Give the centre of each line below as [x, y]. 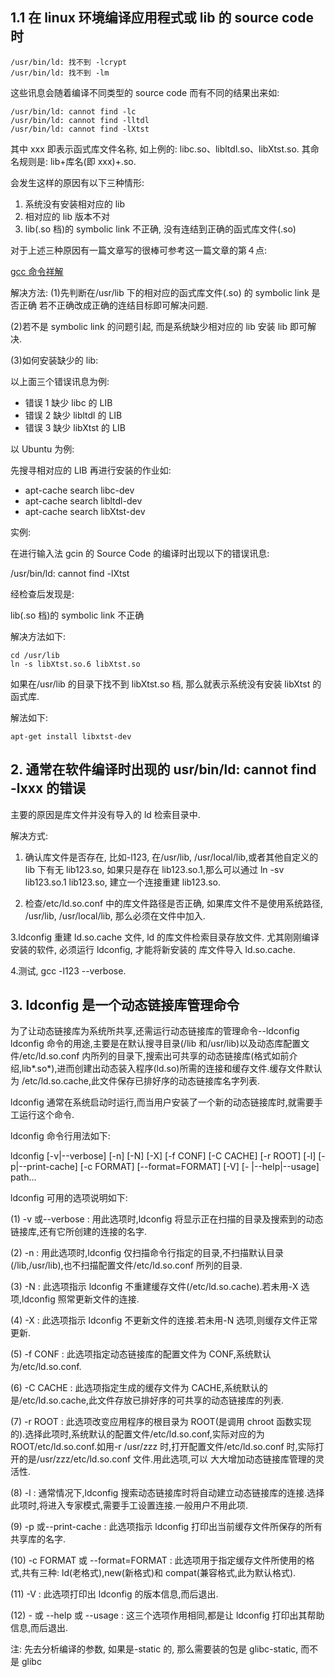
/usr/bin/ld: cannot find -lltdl [80, 120]
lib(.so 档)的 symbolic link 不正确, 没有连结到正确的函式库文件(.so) [160, 229]
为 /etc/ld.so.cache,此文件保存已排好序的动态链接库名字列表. [135, 1081]
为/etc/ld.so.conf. [46, 1367]
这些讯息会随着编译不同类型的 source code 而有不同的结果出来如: [145, 92]
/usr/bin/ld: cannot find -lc [73, 111]
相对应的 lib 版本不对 [67, 216]
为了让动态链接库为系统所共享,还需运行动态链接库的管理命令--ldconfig [155, 1031]
